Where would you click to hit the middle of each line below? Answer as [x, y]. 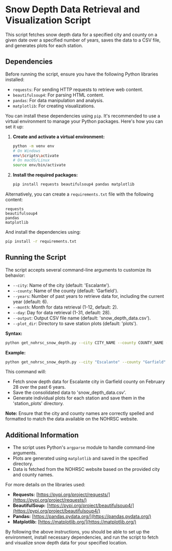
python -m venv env [34, 146]
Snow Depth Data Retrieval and [73, 9]
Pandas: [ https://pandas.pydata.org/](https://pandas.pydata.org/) [82, 517]
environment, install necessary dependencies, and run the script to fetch [82, 537]
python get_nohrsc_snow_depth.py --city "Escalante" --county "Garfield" [86, 362]
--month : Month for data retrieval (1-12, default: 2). [65, 307]
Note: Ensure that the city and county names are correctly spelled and [80, 413]
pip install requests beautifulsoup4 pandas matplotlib [73, 184]
